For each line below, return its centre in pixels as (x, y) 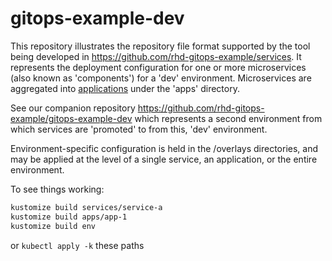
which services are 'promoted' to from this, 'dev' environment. (139, 129)
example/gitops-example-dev (71, 118)
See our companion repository (73, 108)
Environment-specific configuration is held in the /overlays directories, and (164, 148)
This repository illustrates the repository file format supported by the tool (160, 46)
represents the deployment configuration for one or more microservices (158, 67)
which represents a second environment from (228, 118)
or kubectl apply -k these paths (77, 245)
